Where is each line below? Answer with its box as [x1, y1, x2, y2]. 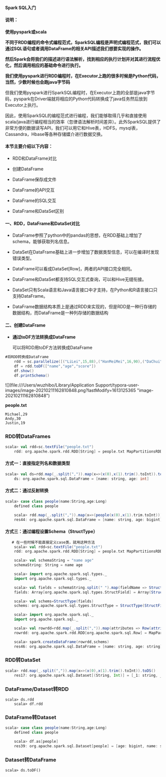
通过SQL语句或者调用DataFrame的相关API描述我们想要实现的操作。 [5, 45, 144, 52]
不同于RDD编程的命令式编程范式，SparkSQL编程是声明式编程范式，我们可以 [5, 39, 161, 45]
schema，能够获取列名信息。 [12, 239, 72, 245]
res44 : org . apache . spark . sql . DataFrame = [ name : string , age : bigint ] [14, 517, 163, 522]
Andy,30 [5, 416, 21, 421]
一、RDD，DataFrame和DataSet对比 [5, 220, 80, 226]
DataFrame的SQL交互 [12, 197, 57, 203]
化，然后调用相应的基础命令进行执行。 [5, 62, 83, 68]
